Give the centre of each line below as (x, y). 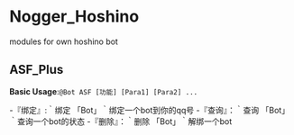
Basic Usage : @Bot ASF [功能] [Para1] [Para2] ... (104, 91)
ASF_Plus (37, 70)
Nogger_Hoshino (74, 17)
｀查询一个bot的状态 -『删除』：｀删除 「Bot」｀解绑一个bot (121, 121)
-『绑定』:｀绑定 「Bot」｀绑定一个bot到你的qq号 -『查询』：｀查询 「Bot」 (150, 110)
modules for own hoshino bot (64, 41)
